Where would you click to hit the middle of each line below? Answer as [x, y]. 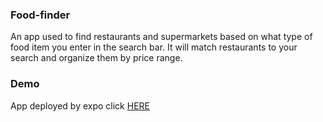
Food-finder [40, 15]
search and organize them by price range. [96, 58]
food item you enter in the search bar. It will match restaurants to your [154, 47]
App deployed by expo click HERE [80, 105]
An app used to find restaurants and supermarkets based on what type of [161, 37]
